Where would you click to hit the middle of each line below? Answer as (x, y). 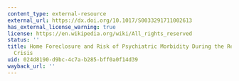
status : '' (23, 40)
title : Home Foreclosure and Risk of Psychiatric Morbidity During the (116, 46)
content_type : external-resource (57, 14)
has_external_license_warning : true (62, 27)
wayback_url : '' (31, 66)
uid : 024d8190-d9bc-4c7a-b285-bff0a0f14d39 (73, 60)
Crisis (23, 54)
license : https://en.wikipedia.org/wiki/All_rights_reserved (100, 33)
